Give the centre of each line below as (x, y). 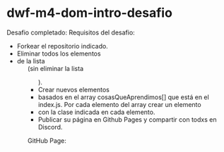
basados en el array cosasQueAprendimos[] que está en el (123, 97)
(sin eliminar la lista (55, 68)
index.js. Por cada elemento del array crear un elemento (120, 104)
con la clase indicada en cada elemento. (96, 112)
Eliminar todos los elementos (59, 53)
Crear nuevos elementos (74, 89)
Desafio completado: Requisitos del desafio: (71, 32)
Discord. (50, 127)
